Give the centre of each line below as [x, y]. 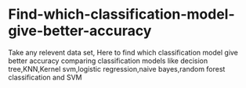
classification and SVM [45, 77]
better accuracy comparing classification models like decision [108, 61]
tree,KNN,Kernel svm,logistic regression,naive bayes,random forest [117, 69]
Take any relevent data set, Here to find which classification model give [123, 52]
